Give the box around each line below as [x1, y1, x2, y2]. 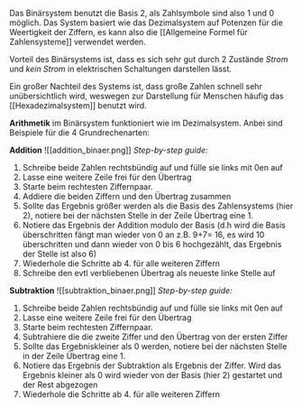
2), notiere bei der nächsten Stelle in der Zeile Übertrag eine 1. [22, 210, 254, 220]
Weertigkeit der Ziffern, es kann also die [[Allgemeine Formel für [9, 27, 248, 37]
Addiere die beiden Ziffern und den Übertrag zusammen [22, 191, 232, 201]
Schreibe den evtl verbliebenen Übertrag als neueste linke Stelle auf [22, 268, 276, 278]
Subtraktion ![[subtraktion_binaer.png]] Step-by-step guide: [9, 285, 233, 296]
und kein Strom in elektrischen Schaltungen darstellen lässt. [9, 63, 233, 74]
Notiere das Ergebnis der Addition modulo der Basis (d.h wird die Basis [22, 220, 286, 230]
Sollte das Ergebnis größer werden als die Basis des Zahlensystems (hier [22, 200, 294, 211]
